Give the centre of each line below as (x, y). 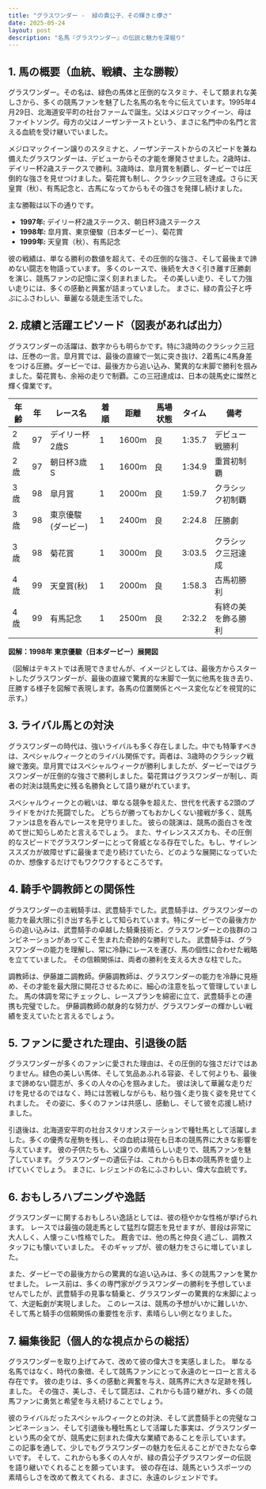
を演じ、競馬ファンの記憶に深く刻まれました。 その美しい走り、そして (123, 279)
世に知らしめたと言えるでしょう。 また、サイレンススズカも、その (130, 832)
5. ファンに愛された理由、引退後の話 (97, 1043)
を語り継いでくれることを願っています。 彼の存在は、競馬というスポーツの (130, 1467)
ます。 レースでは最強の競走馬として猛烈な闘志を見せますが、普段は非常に (130, 1228)
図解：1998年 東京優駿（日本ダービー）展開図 (83, 651)
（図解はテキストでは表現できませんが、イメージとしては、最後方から (122, 668)
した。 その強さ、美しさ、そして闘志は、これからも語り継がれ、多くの (130, 1391)
